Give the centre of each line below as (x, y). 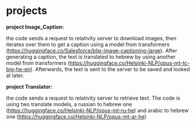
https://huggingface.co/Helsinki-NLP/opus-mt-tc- (130, 63)
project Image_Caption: (35, 27)
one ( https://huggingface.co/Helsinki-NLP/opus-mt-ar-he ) (76, 116)
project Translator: (29, 86)
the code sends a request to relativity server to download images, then (91, 38)
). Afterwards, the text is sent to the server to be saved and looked (110, 69)
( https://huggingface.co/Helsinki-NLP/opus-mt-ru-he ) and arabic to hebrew (97, 110)
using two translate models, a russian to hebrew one (69, 104)
